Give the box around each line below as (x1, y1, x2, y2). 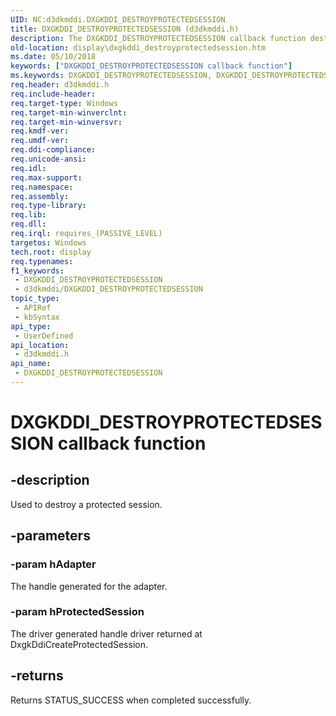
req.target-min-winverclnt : (10, 107, 128, 118)
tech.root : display (10, 247, 92, 257)
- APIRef (14, 303, 52, 313)
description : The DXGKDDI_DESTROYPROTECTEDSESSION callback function (10, 33, 307, 43)
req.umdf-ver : (10, 136, 70, 146)
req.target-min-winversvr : (10, 117, 123, 127)
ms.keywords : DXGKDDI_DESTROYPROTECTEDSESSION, (10, 71, 213, 81)
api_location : (10, 340, 70, 350)
